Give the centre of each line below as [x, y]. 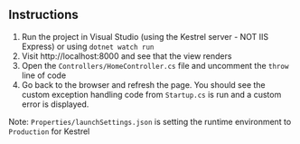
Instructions [43, 15]
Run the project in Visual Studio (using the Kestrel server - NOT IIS [145, 36]
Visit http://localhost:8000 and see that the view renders [127, 56]
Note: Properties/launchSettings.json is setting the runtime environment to [150, 121]
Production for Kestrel [49, 131]
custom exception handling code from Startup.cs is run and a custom [151, 94]
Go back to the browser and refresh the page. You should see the [143, 84]
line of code [44, 75]
